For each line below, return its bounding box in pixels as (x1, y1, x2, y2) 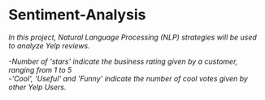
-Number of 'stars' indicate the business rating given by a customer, (8, 56, 238, 66)
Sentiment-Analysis (8, 6, 146, 24)
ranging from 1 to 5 (8, 65, 72, 74)
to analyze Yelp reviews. (8, 40, 91, 50)
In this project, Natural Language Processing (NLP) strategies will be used (8, 32, 258, 42)
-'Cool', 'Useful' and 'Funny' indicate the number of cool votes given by (8, 73, 248, 83)
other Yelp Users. (8, 82, 67, 92)
